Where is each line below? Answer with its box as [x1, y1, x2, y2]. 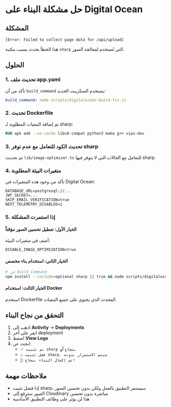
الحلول [5, 61, 24, 70]
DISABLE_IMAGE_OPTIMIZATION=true [5, 247, 76, 253]
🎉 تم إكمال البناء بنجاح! [20, 358, 75, 363]
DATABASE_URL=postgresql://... [5, 189, 72, 194]
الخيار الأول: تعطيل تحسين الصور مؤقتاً [5, 226, 77, 232]
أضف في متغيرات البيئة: [5, 237, 50, 243]
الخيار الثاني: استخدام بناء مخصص [5, 258, 68, 264]
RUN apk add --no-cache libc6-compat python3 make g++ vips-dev [5, 131, 145, 136]
